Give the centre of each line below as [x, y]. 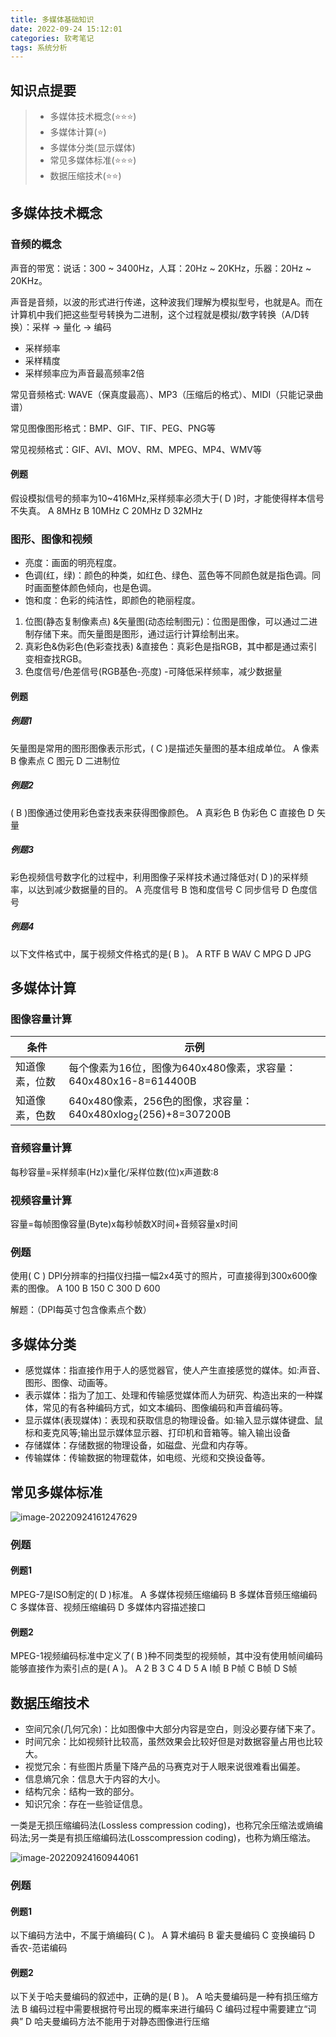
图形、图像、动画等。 [68, 1383]
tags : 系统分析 [39, 47]
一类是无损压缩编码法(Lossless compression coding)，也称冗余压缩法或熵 [162, 1825]
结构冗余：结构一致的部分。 [82, 1792]
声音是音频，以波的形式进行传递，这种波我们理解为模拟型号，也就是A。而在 [166, 302]
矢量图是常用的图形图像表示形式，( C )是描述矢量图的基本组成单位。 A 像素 [165, 748]
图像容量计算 [41, 1019]
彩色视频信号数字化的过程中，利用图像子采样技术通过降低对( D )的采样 [155, 877]
